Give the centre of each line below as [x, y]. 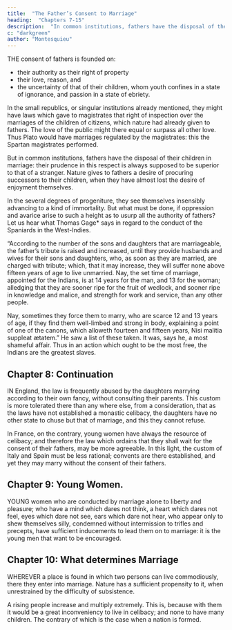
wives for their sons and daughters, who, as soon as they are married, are [112, 258]
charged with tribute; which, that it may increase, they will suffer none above [116, 266]
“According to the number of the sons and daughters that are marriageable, [114, 243]
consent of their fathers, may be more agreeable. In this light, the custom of [115, 448]
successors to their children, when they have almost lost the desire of [106, 180]
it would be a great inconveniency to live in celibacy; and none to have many [116, 612]
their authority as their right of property [73, 73]
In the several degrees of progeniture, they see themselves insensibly [106, 201]
